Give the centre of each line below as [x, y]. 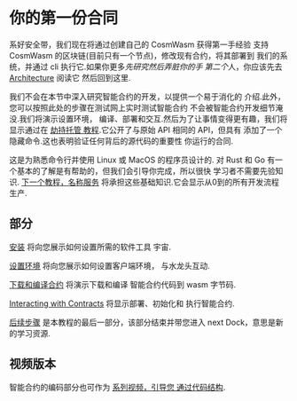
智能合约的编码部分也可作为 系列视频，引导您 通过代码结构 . [117, 387]
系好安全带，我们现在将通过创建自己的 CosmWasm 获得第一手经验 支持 [139, 44]
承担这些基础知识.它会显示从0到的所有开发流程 [194, 182]
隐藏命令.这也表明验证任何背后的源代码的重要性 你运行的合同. [121, 141]
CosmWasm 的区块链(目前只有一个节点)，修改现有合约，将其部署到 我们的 [145, 55]
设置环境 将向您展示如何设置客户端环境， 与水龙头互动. [109, 265]
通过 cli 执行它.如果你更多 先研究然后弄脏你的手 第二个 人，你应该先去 [157, 67]
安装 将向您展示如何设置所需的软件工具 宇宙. [90, 247]
